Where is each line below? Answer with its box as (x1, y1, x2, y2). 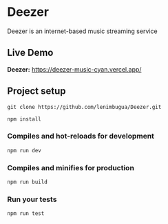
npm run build (7, 179, 48, 186)
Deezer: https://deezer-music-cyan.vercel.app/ (7, 65, 142, 73)
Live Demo (7, 47, 54, 59)
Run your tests (7, 194, 57, 204)
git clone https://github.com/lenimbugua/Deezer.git (7, 103, 162, 110)
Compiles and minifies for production (7, 163, 134, 172)
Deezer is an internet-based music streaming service (7, 27, 158, 35)
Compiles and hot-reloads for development (7, 132, 155, 141)
